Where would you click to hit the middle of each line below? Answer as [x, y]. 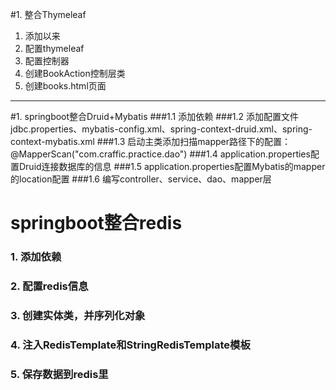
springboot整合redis [96, 223]
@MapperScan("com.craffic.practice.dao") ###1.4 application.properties [160, 154]
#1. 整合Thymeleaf [48, 14]
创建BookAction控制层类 [75, 73]
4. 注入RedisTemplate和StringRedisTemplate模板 [130, 345]
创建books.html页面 [65, 86]
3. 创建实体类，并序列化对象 [78, 315]
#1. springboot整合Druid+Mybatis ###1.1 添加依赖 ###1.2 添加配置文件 [154, 116]
